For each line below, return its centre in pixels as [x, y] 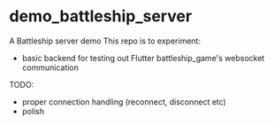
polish [33, 111]
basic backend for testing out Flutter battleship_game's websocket [143, 58]
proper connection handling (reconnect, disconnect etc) [124, 102]
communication [50, 67]
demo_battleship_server [101, 16]
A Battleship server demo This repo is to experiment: [105, 41]
